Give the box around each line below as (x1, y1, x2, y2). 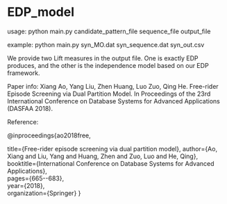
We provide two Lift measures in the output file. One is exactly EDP (7, 53, 199, 62)
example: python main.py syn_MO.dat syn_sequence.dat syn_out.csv (7, 40, 205, 49)
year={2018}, (7, 181, 45, 189)
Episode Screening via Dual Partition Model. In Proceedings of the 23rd (7, 90, 211, 98)
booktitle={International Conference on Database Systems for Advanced (7, 159, 215, 167)
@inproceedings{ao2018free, (7, 131, 92, 139)
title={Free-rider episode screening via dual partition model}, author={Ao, (7, 144, 217, 153)
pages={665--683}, (7, 174, 65, 182)
